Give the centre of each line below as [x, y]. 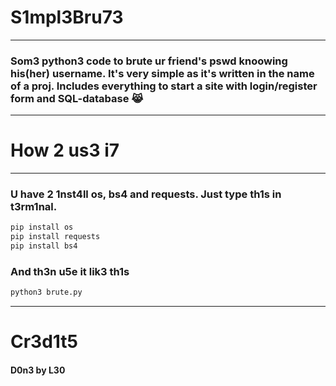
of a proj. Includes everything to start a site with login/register [164, 86]
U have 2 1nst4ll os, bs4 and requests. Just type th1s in [146, 194]
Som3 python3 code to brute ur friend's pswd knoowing [149, 61]
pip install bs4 [44, 246]
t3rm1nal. [34, 207]
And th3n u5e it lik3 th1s [70, 272]
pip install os [42, 227]
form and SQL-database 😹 [77, 98]
